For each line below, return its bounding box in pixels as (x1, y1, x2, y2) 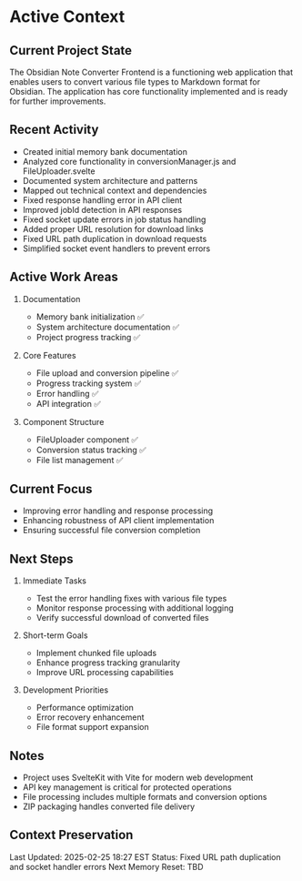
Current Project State (9, 43, 133, 58)
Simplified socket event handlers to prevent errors (22, 243, 211, 254)
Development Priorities (22, 684, 109, 695)
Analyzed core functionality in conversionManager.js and (22, 156, 237, 167)
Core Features (22, 349, 76, 360)
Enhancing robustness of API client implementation (22, 515, 215, 526)
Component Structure (22, 416, 105, 427)
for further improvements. (9, 96, 106, 106)
